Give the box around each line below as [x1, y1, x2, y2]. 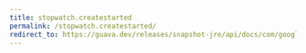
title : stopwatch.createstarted [9, 13, 132, 22]
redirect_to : [9, 30, 59, 39]
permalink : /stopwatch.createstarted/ [9, 22, 157, 31]
